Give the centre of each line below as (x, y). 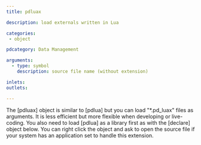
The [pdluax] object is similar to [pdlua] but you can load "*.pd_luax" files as (100, 110)
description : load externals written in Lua (63, 22)
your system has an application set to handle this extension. (80, 135)
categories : (21, 33)
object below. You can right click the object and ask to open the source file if (100, 129)
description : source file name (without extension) (83, 72)
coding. (16, 122)
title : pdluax (24, 12)
